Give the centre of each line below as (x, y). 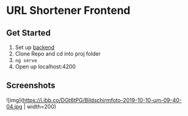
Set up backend (35, 47)
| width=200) (40, 106)
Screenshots (31, 85)
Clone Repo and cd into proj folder (58, 54)
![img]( (15, 100)
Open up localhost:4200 (45, 66)
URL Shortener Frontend (68, 11)
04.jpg (14, 106)
